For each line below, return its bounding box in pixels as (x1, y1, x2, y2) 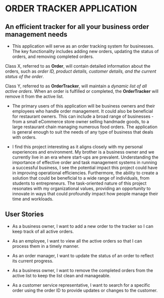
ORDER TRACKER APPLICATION (5, 3, 137, 14)
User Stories (5, 210, 44, 218)
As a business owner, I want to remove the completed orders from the (12, 267, 153, 273)
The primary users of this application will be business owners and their (12, 103, 155, 108)
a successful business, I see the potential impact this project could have (12, 165, 158, 170)
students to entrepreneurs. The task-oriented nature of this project (12, 180, 147, 186)
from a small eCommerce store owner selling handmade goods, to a (12, 119, 149, 124)
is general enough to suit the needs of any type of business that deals (12, 129, 153, 135)
